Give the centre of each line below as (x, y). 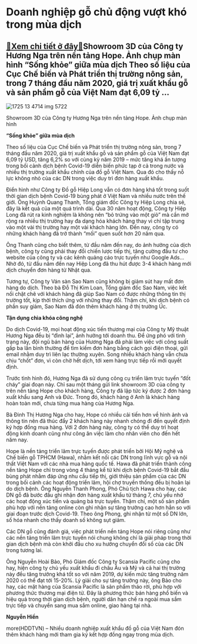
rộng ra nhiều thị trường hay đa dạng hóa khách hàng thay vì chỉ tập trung (96, 221)
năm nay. (17, 440)
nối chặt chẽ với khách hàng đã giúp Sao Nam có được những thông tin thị (96, 294)
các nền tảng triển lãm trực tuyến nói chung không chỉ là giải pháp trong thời (99, 538)
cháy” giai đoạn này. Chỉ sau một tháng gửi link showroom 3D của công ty (96, 384)
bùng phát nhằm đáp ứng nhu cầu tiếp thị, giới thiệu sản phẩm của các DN (96, 476)
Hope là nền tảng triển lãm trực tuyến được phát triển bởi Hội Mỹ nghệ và (95, 451)
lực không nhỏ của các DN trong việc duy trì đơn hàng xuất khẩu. (85, 178)
